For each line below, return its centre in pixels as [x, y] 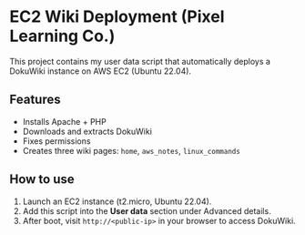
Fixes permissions [56, 141]
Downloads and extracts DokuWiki [87, 131]
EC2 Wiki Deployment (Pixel [117, 17]
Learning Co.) [62, 36]
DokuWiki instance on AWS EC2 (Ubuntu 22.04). [101, 71]
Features [35, 100]
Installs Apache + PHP [64, 121]
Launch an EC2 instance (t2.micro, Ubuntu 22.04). [117, 201]
